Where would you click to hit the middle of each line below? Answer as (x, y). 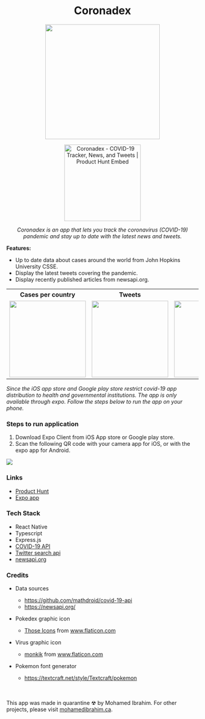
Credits (17, 575)
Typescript (29, 533)
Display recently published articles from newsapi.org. (82, 279)
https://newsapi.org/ (50, 607)
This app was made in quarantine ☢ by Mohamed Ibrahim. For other (92, 703)
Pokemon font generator (46, 666)
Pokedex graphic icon (42, 619)
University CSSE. (36, 266)
